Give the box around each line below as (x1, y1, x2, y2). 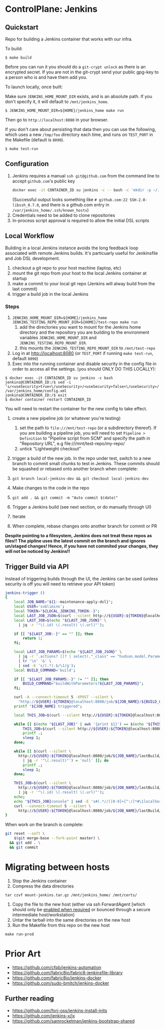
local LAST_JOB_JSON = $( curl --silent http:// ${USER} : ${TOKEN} (14, 613, 144, 618)
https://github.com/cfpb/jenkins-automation (12, 964, 102, 970)
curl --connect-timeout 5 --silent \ (14, 803, 91, 809)
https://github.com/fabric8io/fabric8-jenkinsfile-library (12, 969, 123, 975)
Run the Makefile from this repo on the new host (12, 922, 110, 928)
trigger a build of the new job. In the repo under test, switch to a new (12, 455, 151, 461)
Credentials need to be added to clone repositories (12, 212, 115, 218)
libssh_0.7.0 (12, 203, 39, 207)
